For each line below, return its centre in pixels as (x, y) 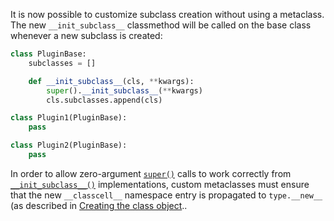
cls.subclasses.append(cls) (104, 100)
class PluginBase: (48, 54)
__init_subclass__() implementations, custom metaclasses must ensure (160, 184)
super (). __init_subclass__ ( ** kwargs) (124, 90)
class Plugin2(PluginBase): (69, 145)
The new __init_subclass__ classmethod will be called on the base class (161, 25)
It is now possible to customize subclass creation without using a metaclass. (167, 14)
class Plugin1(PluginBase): (69, 118)
